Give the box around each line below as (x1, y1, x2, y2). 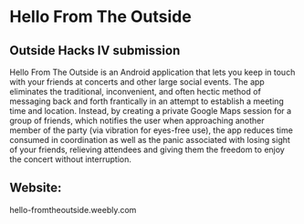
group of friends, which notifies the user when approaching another (9, 116, 265, 126)
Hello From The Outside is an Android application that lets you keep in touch (9, 66, 296, 77)
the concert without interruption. (9, 154, 132, 165)
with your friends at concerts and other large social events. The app (9, 76, 265, 87)
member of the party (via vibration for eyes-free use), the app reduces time (9, 125, 294, 136)
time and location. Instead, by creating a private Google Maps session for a (9, 106, 292, 116)
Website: (9, 180, 62, 196)
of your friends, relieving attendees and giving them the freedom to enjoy (9, 144, 285, 155)
